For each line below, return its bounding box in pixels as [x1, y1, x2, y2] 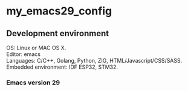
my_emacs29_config [6, 4, 112, 18]
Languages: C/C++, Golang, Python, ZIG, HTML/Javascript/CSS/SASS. [6, 57, 183, 64]
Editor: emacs [6, 51, 41, 58]
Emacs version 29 [6, 78, 60, 87]
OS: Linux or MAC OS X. [6, 44, 66, 51]
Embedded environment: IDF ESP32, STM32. [6, 63, 118, 71]
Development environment [6, 28, 109, 39]
